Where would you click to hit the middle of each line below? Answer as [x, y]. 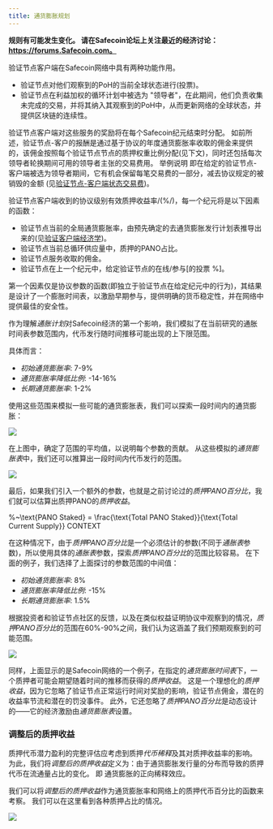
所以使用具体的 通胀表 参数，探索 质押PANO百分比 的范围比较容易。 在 [139, 552]
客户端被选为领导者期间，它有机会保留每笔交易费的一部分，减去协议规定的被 [136, 173]
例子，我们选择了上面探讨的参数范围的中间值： [100, 563]
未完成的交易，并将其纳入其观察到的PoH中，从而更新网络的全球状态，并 [141, 105]
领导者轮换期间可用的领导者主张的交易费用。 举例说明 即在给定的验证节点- [133, 162]
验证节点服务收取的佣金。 [63, 258]
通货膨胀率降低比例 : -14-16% [68, 378]
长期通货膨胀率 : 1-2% [55, 388]
